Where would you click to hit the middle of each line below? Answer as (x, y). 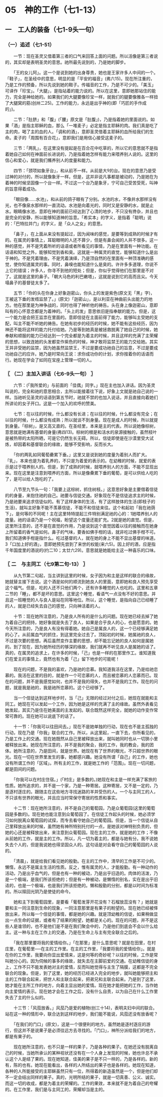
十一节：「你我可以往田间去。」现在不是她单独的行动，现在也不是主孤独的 (86, 727)
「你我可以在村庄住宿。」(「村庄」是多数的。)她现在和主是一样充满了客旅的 (85, 779)
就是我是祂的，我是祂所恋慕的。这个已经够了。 (60, 688)
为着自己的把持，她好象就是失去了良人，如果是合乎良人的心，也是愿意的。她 (81, 623)
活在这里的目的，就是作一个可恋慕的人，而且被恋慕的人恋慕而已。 (88, 676)
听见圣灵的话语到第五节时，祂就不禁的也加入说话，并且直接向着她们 (90, 397)
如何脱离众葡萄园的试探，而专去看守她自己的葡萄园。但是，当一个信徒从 (81, 820)
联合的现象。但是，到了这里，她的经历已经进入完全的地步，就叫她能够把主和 (81, 973)
